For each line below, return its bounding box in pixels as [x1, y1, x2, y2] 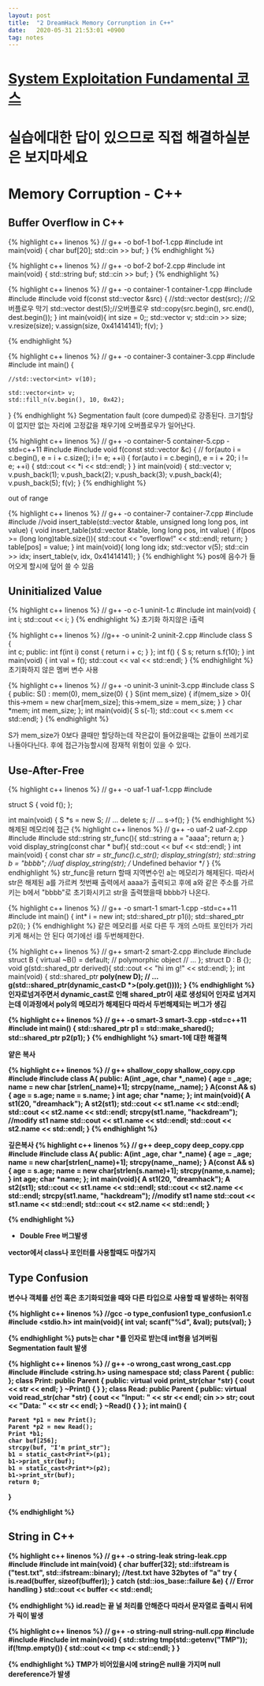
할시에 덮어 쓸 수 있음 [28, 561, 95, 571]
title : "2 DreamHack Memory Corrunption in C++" [8, 19, 175, 27]
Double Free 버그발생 [19, 1231, 88, 1241]
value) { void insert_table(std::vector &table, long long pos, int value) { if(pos [8, 525, 256, 534]
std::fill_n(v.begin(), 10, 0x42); [8, 396, 125, 404]
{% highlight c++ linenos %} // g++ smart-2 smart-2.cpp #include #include [8, 947, 252, 956]
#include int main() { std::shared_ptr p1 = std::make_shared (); [8, 1024, 214, 1033]
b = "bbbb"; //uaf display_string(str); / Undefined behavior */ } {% [8, 858, 222, 868]
